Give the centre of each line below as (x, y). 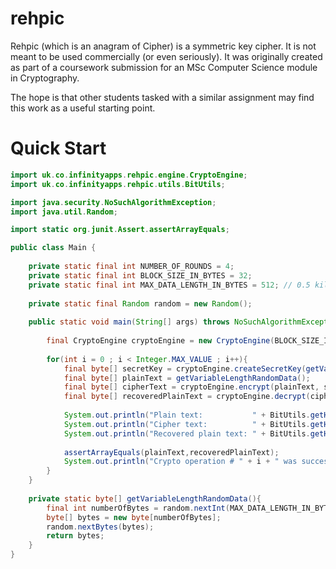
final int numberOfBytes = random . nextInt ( (138, 508)
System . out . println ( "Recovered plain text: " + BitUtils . (187, 433)
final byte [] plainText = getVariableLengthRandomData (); (187, 378)
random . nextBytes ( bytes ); (100, 527)
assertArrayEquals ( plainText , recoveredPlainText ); (171, 452)
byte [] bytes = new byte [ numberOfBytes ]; (134, 517)
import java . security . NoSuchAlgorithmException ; (113, 202)
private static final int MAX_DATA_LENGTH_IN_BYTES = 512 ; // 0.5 (169, 285)
